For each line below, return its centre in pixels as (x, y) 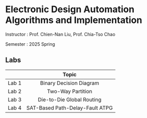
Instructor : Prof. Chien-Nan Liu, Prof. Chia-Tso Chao (60, 34)
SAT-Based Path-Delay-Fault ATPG (69, 108)
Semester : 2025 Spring (30, 44)
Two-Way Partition (70, 91)
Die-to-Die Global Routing (70, 99)
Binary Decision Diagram (69, 83)
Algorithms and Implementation (74, 20)
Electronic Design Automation (70, 9)
